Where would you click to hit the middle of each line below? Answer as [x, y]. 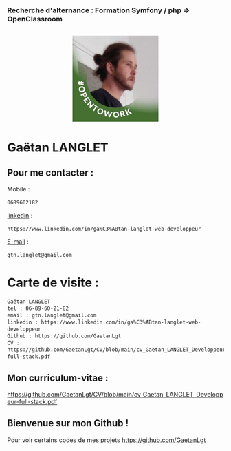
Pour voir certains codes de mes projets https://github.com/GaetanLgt [107, 440]
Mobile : [19, 189]
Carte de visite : [53, 283]
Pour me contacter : [51, 172]
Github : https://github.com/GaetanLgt [64, 336]
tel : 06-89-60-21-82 [38, 308]
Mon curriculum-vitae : [58, 378]
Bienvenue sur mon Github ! [68, 423]
